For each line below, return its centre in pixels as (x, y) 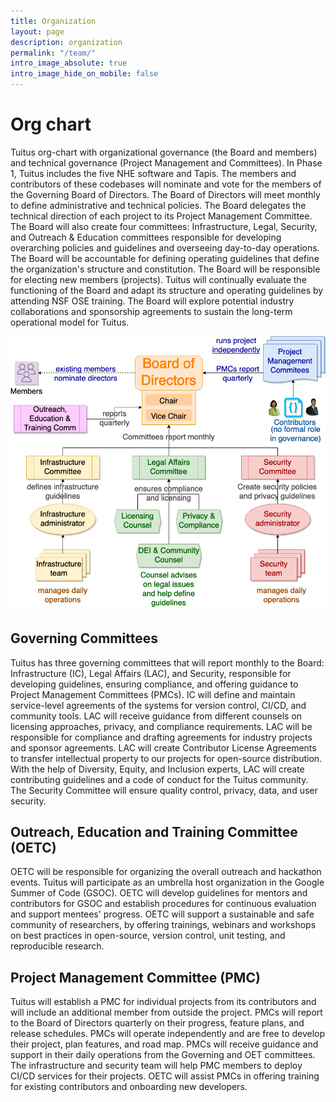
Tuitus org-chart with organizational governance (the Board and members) (164, 152)
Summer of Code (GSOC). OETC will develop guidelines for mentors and (159, 893)
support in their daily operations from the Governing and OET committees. (163, 1055)
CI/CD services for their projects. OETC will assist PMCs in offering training (165, 1076)
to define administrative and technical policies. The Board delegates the (158, 205)
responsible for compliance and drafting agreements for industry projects (161, 737)
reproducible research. (57, 946)
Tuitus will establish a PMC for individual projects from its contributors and (163, 1002)
